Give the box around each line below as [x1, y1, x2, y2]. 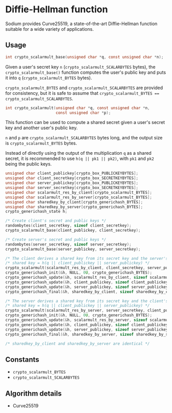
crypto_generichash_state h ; [5, 209, 68, 214]
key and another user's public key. [5, 125, 78, 131]
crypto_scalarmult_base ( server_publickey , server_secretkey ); [5, 246, 141, 252]
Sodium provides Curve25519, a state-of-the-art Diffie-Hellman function [5, 20, 158, 27]
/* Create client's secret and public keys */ [5, 218, 106, 223]
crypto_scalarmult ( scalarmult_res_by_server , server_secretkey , [5, 308, 145, 313]
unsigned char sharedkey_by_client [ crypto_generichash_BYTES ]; [5, 199, 143, 204]
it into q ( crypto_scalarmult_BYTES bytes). [5, 74, 92, 80]
